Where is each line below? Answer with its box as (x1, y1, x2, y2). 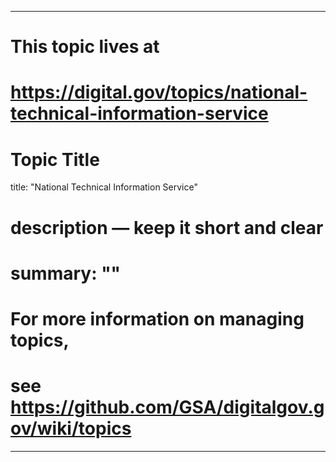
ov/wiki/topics (10, 417, 132, 440)
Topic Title (10, 148, 100, 171)
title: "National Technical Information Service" (10, 181, 198, 193)
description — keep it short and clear (10, 216, 324, 239)
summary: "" (10, 262, 122, 285)
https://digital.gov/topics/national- (10, 81, 308, 104)
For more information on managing (10, 307, 305, 330)
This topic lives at (10, 36, 160, 58)
